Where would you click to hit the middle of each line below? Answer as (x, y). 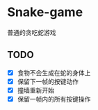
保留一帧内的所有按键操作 (54, 99)
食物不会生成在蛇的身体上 (54, 73)
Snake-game (45, 12)
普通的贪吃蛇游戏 (32, 32)
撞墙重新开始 (35, 90)
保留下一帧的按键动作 (48, 81)
